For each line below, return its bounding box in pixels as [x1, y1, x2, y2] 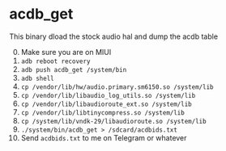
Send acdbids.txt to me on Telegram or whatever [20, 132, 187, 142]
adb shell [20, 74, 55, 82]
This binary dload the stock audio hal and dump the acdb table [9, 31, 218, 41]
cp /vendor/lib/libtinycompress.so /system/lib [20, 108, 185, 117]
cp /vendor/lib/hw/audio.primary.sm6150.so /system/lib [20, 82, 214, 91]
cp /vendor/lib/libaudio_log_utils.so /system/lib [20, 91, 196, 99]
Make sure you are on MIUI [20, 47, 112, 57]
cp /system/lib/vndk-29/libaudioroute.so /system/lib [20, 117, 207, 125]
